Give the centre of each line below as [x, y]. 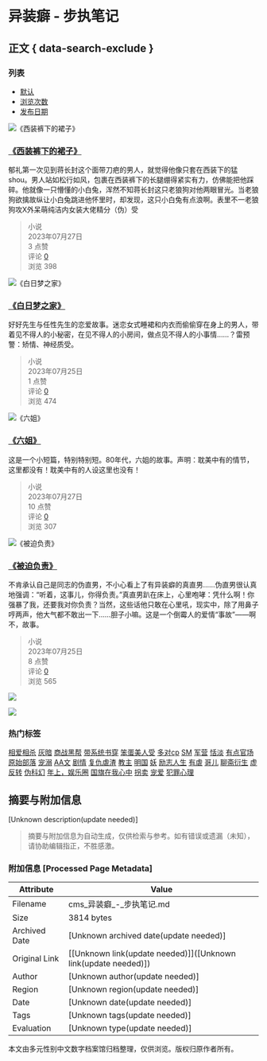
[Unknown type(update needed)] [130, 1028]
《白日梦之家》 [37, 306]
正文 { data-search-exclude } [81, 48]
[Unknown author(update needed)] [134, 977]
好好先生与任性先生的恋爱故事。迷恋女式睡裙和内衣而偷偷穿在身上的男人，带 [133, 325]
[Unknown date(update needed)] [130, 1002]
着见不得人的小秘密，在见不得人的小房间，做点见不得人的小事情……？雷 [126, 334]
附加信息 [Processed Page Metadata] [80, 868]
